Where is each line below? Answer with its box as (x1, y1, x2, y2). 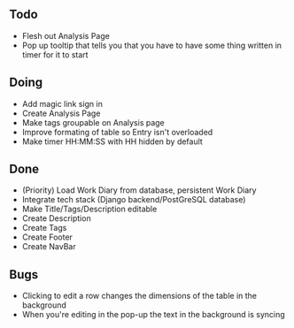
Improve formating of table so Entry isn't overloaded (21, 126, 213, 137)
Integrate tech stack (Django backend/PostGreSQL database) (21, 195, 246, 205)
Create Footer (21, 232, 73, 242)
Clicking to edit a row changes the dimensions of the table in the (21, 291, 258, 301)
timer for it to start (21, 49, 89, 60)
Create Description (21, 213, 91, 224)
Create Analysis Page (21, 108, 101, 118)
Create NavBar (21, 241, 77, 252)
